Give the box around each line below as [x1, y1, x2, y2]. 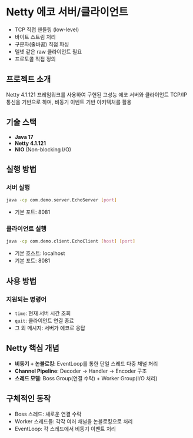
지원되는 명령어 [6, 295, 47, 303]
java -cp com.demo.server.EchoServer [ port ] [6, 197, 117, 203]
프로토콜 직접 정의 [14, 55, 56, 62]
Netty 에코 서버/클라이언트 [6, 5, 128, 19]
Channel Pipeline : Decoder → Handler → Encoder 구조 [14, 367, 147, 374]
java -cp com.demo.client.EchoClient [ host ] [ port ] [6, 238, 135, 244]
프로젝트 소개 [6, 74, 51, 84]
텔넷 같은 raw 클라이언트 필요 [14, 48, 82, 55]
